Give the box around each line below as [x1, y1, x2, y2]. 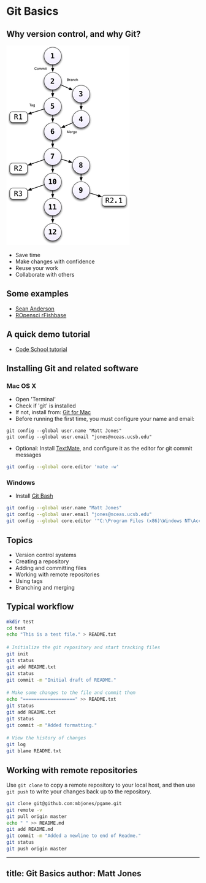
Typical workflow [6, 601, 74, 612]
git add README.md [6, 827, 53, 833]
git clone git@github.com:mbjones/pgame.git [6, 800, 122, 806]
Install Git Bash [15, 492, 53, 499]
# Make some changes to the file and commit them [6, 690, 136, 696]
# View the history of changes [6, 735, 86, 741]
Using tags [15, 577, 43, 584]
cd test [6, 625, 26, 631]
